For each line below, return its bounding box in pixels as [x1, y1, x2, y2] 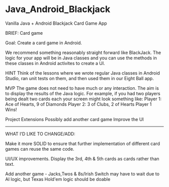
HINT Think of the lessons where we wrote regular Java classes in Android [5, 70, 160, 76]
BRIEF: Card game [5, 30, 43, 36]
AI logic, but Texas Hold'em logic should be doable [5, 176, 111, 182]
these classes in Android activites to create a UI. [5, 60, 106, 66]
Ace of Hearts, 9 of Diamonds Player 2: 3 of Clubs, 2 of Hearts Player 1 [5, 101, 152, 107]
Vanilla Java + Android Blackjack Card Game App [5, 20, 107, 26]
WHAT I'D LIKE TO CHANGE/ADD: [5, 131, 75, 137]
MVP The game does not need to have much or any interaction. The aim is [5, 85, 159, 91]
